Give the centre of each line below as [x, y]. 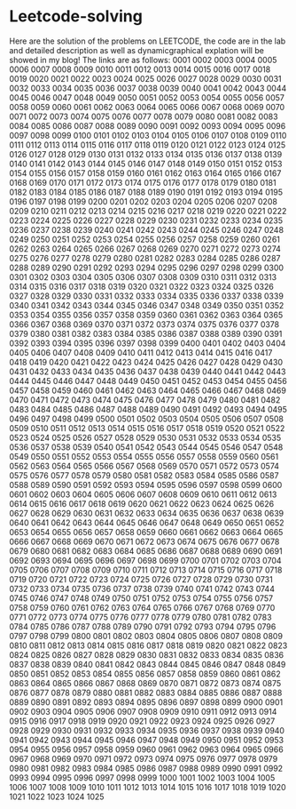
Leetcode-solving [76, 16]
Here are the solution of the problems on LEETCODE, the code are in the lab [148, 41]
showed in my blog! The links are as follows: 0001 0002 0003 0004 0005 [143, 60]
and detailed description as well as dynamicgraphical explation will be [136, 50]
